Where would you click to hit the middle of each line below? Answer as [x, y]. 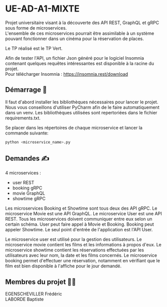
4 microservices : [23, 173]
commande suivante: [27, 133]
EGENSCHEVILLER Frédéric [34, 294]
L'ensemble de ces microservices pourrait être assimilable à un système [80, 33]
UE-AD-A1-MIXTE [42, 9]
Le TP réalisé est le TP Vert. [34, 48]
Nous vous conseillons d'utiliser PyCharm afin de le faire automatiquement [82, 107]
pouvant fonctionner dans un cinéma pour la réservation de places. [75, 39]
